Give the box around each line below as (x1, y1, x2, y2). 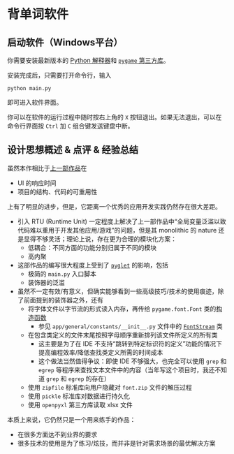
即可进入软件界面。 (7, 98, 63, 106)
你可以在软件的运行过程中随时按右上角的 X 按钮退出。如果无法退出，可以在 (7, 113, 222, 121)
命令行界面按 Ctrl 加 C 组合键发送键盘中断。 (7, 122, 134, 130)
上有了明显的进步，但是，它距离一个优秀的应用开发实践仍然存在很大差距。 (7, 202, 221, 210)
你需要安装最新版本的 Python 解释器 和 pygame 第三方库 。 (7, 57, 170, 64)
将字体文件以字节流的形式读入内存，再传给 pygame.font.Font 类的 (27, 305, 217, 313)
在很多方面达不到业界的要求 (17, 430, 98, 439)
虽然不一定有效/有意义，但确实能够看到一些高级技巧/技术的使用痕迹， (17, 287, 218, 295)
